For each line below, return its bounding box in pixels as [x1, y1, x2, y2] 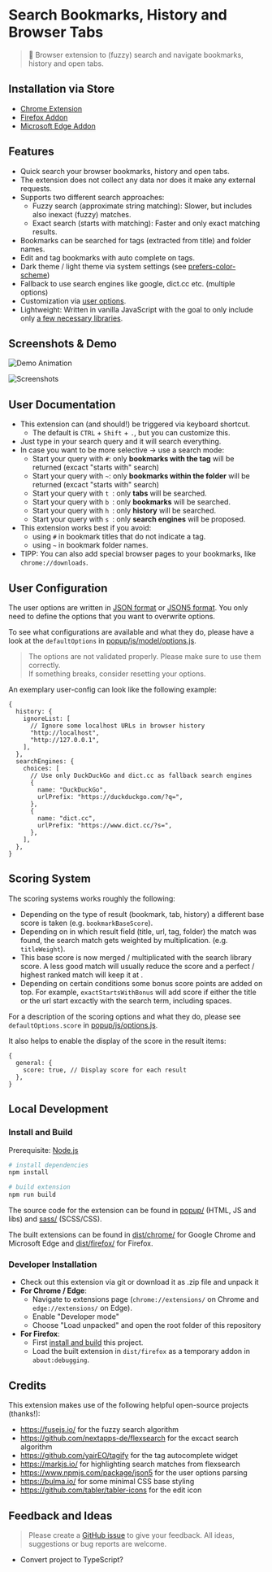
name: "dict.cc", [37, 814, 96, 823]
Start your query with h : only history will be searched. [32, 506, 217, 516]
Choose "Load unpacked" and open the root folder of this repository [32, 1321, 261, 1330]
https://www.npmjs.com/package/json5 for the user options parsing [19, 1468, 248, 1478]
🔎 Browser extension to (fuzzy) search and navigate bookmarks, [28, 50, 244, 59]
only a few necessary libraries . [19, 313, 123, 323]
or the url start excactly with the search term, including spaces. [19, 995, 232, 1006]
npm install [8, 1168, 49, 1177]
